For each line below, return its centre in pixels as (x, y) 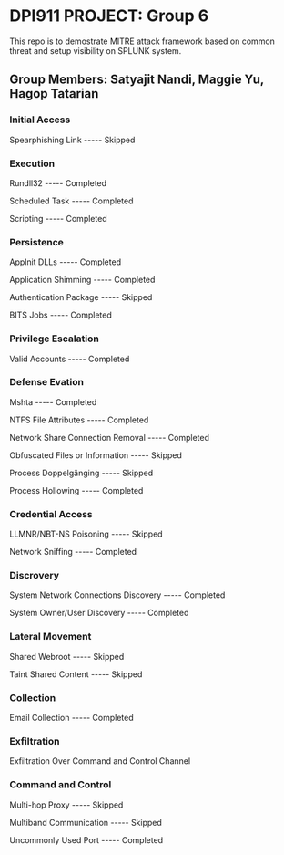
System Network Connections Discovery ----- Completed (117, 595)
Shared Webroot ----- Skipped (67, 656)
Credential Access (51, 514)
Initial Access (40, 120)
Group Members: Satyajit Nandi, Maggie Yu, (137, 80)
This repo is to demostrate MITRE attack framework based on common (142, 41)
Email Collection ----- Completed (71, 718)
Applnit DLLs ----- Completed (65, 262)
